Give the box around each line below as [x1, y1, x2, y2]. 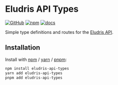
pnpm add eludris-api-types [5, 75, 63, 80]
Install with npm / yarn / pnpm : [5, 57, 67, 62]
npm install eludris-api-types [5, 66, 69, 71]
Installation [5, 43, 40, 52]
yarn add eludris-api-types [5, 70, 63, 76]
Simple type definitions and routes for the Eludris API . [5, 29, 114, 35]
